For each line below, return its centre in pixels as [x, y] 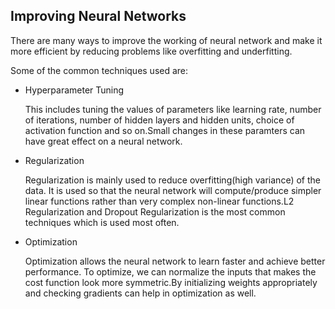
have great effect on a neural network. [103, 141]
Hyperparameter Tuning [74, 90]
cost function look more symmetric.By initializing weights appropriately [171, 282]
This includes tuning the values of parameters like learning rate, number [173, 109]
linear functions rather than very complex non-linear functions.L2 [159, 201]
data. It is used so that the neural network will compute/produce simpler [173, 190]
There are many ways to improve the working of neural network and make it [166, 40]
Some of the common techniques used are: [99, 70]
